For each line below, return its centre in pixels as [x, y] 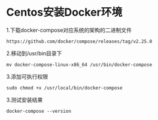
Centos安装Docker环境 [64, 12]
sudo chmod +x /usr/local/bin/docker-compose [64, 88]
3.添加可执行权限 [27, 76]
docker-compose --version [39, 111]
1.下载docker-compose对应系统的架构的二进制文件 [69, 30]
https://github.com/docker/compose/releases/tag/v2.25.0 [79, 41]
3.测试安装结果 [25, 100]
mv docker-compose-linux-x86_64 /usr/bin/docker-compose [79, 64]
